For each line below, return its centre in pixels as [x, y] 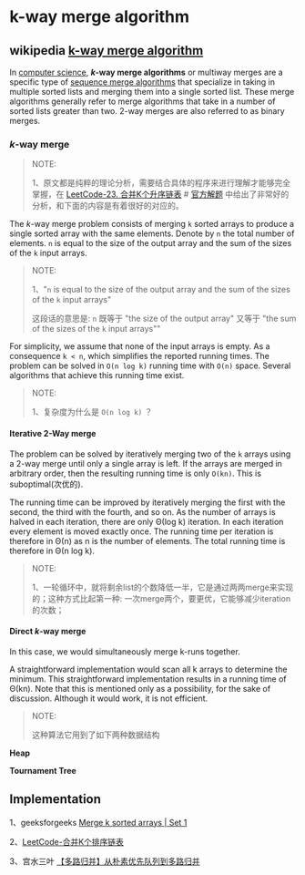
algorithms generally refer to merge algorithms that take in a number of [142, 101]
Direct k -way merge [48, 632]
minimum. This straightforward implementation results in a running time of [148, 679]
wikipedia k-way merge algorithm [107, 51]
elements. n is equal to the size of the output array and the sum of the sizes [151, 243]
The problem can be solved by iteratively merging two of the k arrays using [150, 454]
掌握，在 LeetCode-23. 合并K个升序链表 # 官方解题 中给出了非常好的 [160, 194]
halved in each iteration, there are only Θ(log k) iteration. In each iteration [147, 521]
